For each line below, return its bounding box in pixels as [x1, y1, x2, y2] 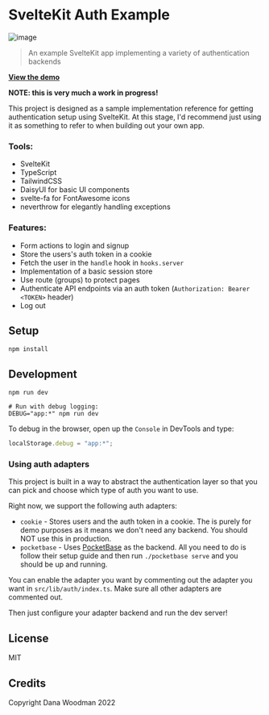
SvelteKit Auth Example [8, 6, 171, 24]
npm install [8, 345, 48, 353]
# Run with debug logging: [8, 403, 99, 411]
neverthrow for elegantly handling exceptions [19, 202, 171, 211]
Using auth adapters [8, 458, 90, 470]
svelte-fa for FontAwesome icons [19, 194, 130, 203]
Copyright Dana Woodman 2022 [8, 697, 116, 707]
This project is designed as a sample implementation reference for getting [8, 103, 254, 113]
